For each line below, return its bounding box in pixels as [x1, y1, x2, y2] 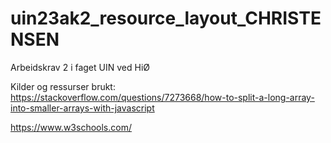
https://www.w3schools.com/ [10, 121, 132, 133]
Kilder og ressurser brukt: [10, 80, 116, 92]
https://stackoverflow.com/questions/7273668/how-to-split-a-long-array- [10, 91, 315, 103]
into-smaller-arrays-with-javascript [10, 102, 155, 114]
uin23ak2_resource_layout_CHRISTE [10, 7, 322, 30]
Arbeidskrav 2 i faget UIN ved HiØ [10, 61, 150, 73]
